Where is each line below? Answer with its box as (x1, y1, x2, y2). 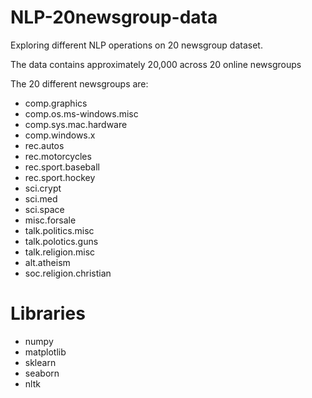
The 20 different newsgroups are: (10, 77, 149, 90)
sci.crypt (24, 182, 62, 194)
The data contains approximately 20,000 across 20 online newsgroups (10, 58, 302, 70)
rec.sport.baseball (24, 161, 100, 173)
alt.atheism (24, 256, 71, 268)
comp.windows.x (24, 129, 96, 141)
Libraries (10, 302, 86, 325)
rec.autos (24, 139, 65, 151)
